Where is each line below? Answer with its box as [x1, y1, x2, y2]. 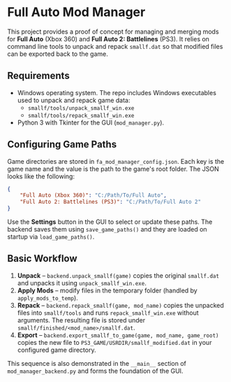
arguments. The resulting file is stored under [17, 316, 145, 324]
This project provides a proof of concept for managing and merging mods [7, 27, 219, 36]
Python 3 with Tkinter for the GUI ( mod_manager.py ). [17, 118, 165, 127]
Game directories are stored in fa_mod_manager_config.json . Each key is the [7, 157, 225, 165]
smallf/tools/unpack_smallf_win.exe [27, 104, 135, 112]
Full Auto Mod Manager [7, 4, 146, 20]
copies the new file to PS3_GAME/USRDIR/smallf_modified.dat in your [17, 338, 212, 346]
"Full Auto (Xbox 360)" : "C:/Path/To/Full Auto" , [20, 192, 167, 199]
